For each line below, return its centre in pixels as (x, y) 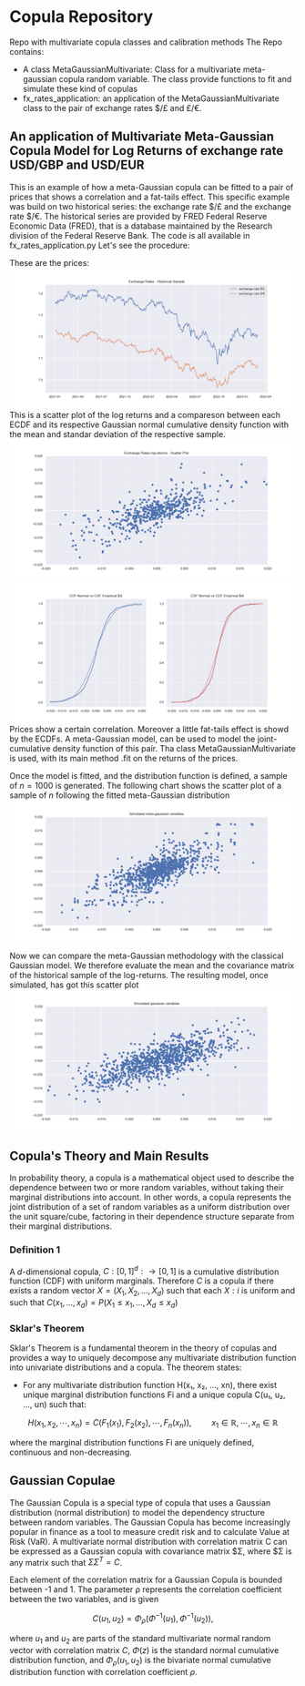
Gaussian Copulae (62, 1481)
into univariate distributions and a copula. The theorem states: (126, 1367)
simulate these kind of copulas (80, 88)
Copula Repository (81, 17)
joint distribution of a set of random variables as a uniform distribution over (150, 1207)
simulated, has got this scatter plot (74, 985)
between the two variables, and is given (84, 1599)
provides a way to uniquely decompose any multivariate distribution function (153, 1358)
